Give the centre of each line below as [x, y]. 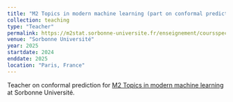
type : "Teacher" [31, 26]
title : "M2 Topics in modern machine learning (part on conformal [105, 14]
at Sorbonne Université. [41, 92]
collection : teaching [38, 20]
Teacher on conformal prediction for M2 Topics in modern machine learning [115, 85]
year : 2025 [23, 46]
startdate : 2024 [31, 53]
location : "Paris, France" [46, 65]
